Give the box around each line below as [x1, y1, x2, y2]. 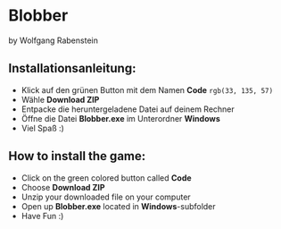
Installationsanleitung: [8, 61, 136, 76]
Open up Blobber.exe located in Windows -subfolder [21, 200, 216, 211]
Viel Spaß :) [21, 123, 64, 133]
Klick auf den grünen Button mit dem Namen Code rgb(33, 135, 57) [21, 84, 274, 95]
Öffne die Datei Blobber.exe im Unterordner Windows [21, 113, 220, 123]
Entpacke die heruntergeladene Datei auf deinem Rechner [21, 104, 236, 114]
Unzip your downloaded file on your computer [21, 191, 191, 202]
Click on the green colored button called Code [21, 172, 193, 183]
